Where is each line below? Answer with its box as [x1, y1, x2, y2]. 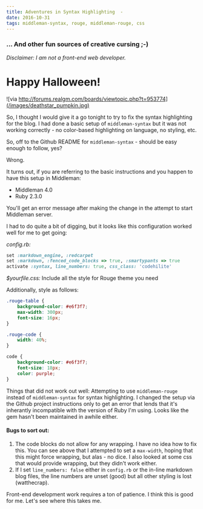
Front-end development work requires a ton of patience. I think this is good [6, 490, 194, 497]
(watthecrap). [15, 479, 50, 486]
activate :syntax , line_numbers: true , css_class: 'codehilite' [6, 264, 172, 270]
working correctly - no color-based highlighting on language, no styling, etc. [6, 126, 197, 133]
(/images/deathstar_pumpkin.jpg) [6, 101, 90, 109]
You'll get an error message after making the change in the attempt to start [6, 204, 193, 211]
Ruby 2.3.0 [15, 192, 42, 200]
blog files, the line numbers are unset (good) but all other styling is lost [15, 472, 192, 479]
